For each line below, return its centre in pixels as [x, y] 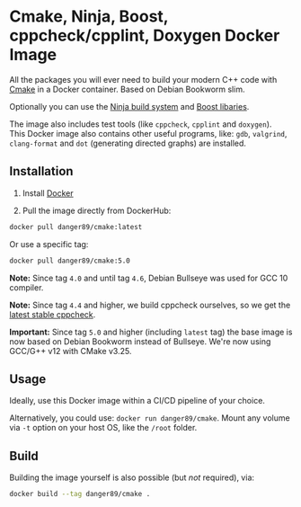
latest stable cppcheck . [53, 314]
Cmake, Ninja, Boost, [89, 17]
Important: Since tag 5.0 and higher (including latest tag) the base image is [151, 332]
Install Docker [48, 193]
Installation [41, 171]
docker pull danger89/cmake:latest [76, 227]
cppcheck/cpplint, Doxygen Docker [145, 36]
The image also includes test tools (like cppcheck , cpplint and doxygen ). [141, 124]
